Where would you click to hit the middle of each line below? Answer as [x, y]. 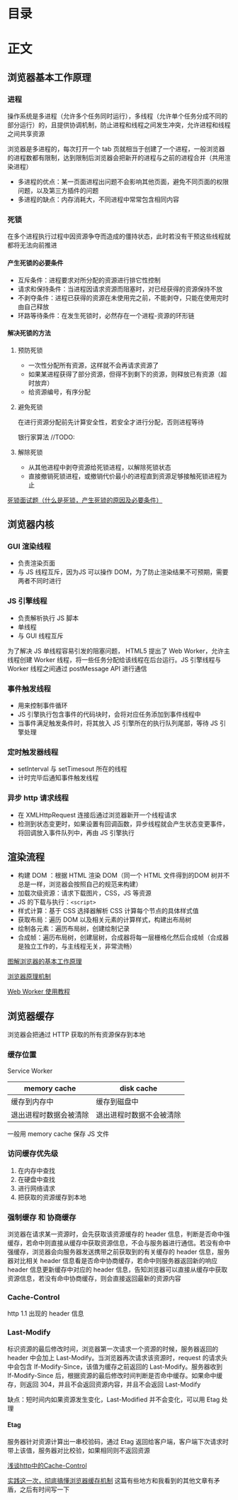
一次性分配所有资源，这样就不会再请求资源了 [93, 365]
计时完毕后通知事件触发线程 [58, 778]
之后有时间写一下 [44, 1489]
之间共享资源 [26, 134]
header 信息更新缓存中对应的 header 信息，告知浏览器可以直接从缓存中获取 [118, 1269]
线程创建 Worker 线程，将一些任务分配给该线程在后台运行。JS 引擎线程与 [114, 659]
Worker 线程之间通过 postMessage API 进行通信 [77, 668]
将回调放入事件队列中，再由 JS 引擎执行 [76, 832]
